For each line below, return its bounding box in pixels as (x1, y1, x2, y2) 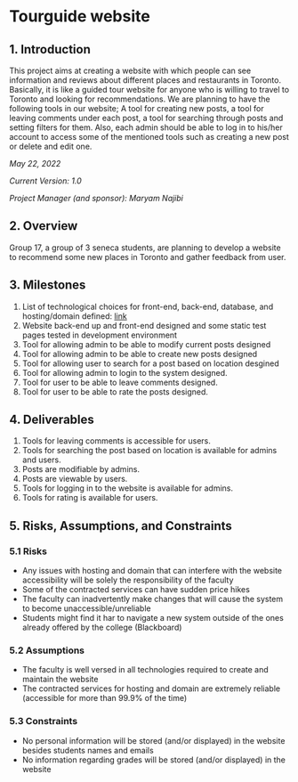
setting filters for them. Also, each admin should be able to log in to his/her (9, 122, 283, 133)
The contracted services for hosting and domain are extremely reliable (21, 683, 281, 694)
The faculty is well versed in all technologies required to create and (21, 664, 269, 675)
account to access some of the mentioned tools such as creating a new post (9, 132, 289, 142)
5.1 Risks (9, 545, 47, 558)
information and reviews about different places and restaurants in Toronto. (9, 75, 282, 86)
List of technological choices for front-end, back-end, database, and (21, 301, 274, 312)
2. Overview (9, 218, 78, 233)
